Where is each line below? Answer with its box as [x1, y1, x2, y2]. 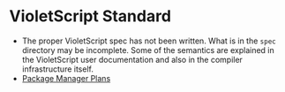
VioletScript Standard [9, 6, 172, 27]
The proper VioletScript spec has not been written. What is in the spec [21, 35, 276, 46]
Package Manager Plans [21, 73, 111, 83]
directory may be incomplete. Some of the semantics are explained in [21, 44, 275, 55]
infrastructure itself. [21, 64, 94, 74]
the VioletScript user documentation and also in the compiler [21, 54, 243, 65]
